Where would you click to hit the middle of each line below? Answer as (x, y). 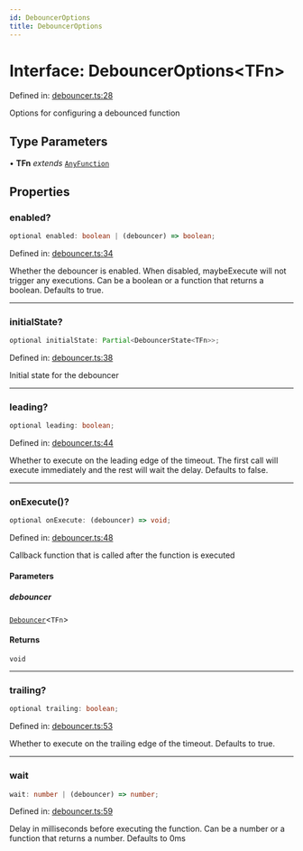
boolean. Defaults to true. (56, 290)
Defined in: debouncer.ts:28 (61, 96)
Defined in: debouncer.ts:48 (61, 538)
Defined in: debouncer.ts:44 (62, 443)
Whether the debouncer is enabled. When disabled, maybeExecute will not (148, 271)
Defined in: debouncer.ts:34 (61, 253)
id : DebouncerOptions (50, 18)
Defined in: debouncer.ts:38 (61, 357)
